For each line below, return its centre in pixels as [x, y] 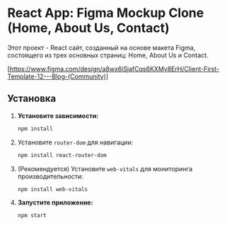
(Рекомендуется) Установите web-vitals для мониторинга [105, 168]
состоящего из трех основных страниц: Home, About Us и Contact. [108, 55]
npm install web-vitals [53, 189]
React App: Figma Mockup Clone [106, 13]
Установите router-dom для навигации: [75, 142]
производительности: [50, 176]
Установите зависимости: [58, 115]
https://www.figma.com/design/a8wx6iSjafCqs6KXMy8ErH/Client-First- [115, 69]
